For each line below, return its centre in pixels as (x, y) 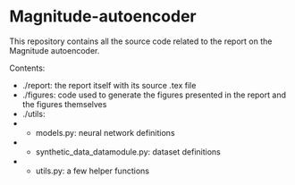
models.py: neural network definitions (105, 132)
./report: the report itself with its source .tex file (109, 85)
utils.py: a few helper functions (93, 171)
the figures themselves (64, 104)
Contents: (27, 68)
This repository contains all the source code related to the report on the (141, 41)
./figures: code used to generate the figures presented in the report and (154, 95)
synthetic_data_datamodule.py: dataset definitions (128, 151)
